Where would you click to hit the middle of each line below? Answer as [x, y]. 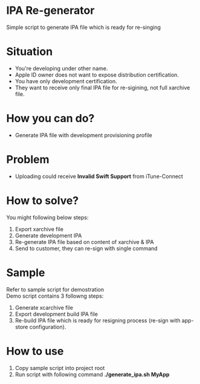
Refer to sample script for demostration [55, 289]
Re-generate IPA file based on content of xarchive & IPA [84, 242]
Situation [30, 52]
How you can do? [50, 119]
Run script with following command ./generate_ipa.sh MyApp [92, 374]
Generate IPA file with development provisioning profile [84, 135]
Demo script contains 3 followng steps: [55, 296]
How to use [35, 351]
